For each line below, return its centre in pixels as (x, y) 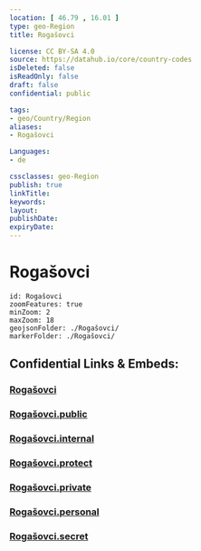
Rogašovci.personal (54, 512)
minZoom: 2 (30, 312)
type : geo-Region (42, 26)
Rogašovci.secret (49, 536)
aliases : (26, 127)
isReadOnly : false (44, 77)
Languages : (30, 152)
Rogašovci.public (48, 415)
